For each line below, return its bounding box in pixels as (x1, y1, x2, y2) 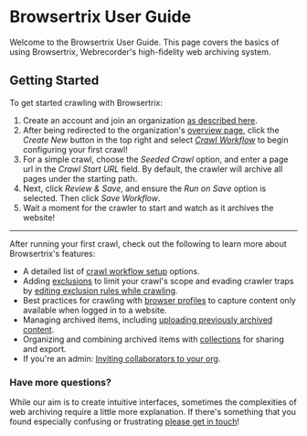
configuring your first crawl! (22, 144, 128, 154)
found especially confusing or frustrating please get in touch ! (9, 416, 240, 427)
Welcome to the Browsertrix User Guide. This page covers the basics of (9, 37, 280, 48)
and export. (22, 343, 67, 354)
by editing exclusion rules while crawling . (22, 285, 178, 296)
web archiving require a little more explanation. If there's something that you (9, 407, 297, 418)
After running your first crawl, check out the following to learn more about (9, 238, 288, 249)
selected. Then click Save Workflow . (22, 192, 162, 203)
